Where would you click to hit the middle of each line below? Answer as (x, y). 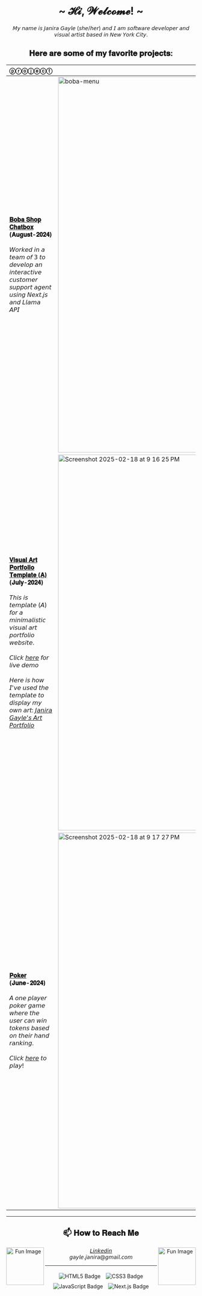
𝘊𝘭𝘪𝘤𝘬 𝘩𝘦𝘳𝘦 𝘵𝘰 (28, 1058)
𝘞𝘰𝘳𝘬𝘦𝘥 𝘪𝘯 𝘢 (27, 249)
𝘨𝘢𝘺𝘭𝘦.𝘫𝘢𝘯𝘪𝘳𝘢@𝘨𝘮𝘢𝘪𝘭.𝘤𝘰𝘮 (101, 1257)
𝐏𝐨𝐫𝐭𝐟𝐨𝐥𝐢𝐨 (22, 567)
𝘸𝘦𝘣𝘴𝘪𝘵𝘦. (22, 643)
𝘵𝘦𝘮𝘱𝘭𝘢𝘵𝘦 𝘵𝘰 (27, 695)
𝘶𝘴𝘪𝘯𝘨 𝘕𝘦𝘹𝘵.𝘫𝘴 (29, 295)
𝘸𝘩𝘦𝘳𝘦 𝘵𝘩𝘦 (25, 1013)
